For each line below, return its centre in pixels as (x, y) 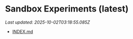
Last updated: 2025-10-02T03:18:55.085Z (48, 22)
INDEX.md (22, 31)
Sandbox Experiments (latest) (67, 9)
